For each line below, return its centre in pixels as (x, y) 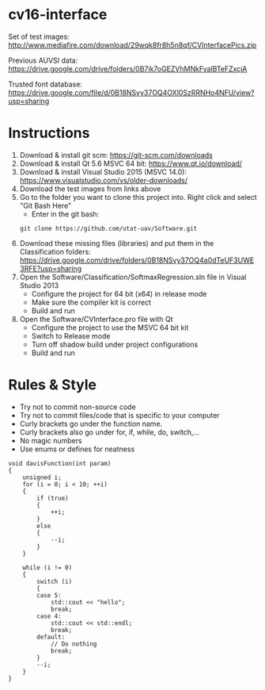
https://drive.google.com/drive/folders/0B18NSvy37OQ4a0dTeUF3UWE (137, 260)
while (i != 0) (47, 567)
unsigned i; (42, 477)
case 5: (49, 595)
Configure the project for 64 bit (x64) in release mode (119, 293)
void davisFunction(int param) (60, 463)
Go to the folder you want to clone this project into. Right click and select (138, 197)
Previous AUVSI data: (43, 60)
